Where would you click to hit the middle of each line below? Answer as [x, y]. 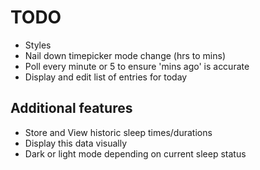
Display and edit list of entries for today [106, 77]
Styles [38, 45]
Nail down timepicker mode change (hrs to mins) [125, 55]
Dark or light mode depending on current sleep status [135, 153]
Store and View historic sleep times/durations [118, 132]
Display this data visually [76, 143]
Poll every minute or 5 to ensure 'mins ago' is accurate [137, 66]
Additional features [71, 108]
